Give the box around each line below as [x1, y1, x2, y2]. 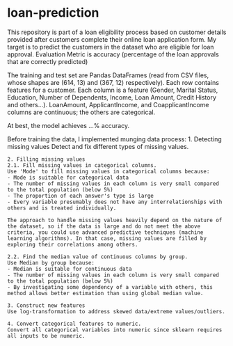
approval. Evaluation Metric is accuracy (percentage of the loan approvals [7, 50, 219, 58]
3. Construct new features [7, 301, 86, 309]
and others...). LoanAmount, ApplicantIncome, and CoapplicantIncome [7, 100, 210, 109]
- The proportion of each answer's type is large [7, 192, 154, 199]
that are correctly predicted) [7, 57, 88, 65]
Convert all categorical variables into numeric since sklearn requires [7, 326, 223, 333]
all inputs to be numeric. [7, 332, 86, 339]
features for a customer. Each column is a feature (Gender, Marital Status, [7, 86, 218, 94]
